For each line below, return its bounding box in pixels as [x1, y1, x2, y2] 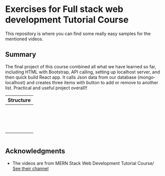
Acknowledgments [5, 147, 66, 156]
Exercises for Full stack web [5, 3, 124, 15]
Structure [7, 96, 31, 103]
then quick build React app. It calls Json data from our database [5, 74, 137, 80]
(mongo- [137, 74, 156, 80]
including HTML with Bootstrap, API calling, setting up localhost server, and [5, 69, 161, 75]
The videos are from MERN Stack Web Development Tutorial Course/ [12, 160, 155, 166]
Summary [5, 50, 36, 59]
